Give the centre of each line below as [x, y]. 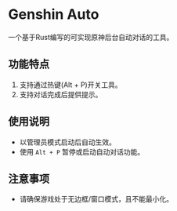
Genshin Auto [54, 15]
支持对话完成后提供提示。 [61, 94]
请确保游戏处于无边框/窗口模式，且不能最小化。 [96, 199]
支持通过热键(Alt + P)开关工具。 [70, 85]
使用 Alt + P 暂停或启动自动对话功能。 [82, 151]
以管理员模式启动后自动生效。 [67, 142]
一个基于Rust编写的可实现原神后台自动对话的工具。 [91, 37]
